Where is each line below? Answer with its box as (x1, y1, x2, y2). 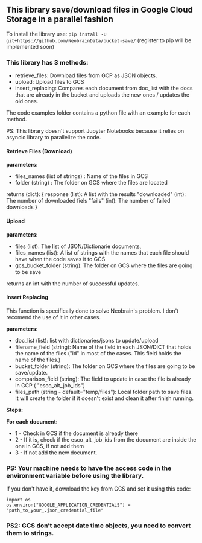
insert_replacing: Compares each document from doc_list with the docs (14, 84, 193, 92)
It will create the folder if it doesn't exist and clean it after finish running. (14, 395, 194, 402)
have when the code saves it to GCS (14, 255, 106, 262)
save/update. (14, 369, 48, 376)
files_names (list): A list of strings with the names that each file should (14, 249, 189, 256)
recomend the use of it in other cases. (6, 313, 101, 320)
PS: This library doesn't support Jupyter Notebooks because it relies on (6, 127, 185, 135)
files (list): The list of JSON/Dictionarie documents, (14, 243, 142, 250)
